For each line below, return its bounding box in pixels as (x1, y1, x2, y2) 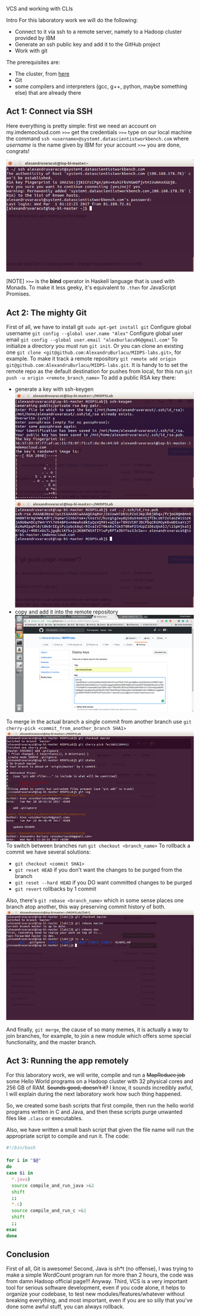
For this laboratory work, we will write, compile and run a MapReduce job (6, 1072, 186, 1079)
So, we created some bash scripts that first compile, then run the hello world (6, 1102, 194, 1109)
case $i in (6, 1170, 33, 1176)
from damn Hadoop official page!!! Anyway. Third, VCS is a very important (6, 1278, 187, 1285)
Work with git (14, 47, 48, 54)
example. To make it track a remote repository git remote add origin (6, 355, 177, 362)
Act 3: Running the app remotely (6, 1056, 129, 1066)
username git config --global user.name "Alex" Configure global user (6, 330, 183, 337)
